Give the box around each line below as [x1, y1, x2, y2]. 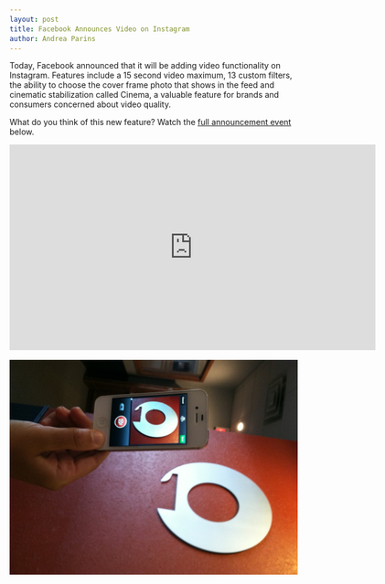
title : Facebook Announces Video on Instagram [9, 24, 190, 34]
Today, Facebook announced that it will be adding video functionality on [9, 60, 281, 71]
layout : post [9, 15, 59, 24]
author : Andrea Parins [9, 34, 96, 43]
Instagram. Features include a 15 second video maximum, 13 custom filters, [9, 69, 293, 81]
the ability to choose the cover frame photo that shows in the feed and [9, 80, 274, 90]
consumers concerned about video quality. [9, 99, 172, 110]
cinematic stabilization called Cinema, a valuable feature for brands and [9, 90, 280, 101]
